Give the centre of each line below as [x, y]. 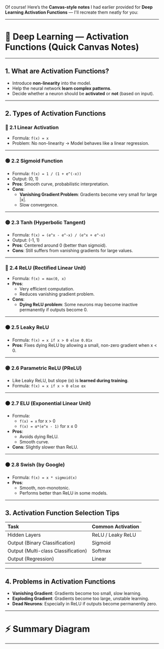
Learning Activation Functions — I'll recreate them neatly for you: [72, 12]
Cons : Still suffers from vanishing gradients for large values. [72, 251]
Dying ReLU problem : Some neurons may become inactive [79, 305]
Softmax [102, 551]
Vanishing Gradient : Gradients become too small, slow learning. [77, 594]
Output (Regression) [31, 559]
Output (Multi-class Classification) [47, 551]
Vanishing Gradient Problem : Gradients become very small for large [88, 194]
